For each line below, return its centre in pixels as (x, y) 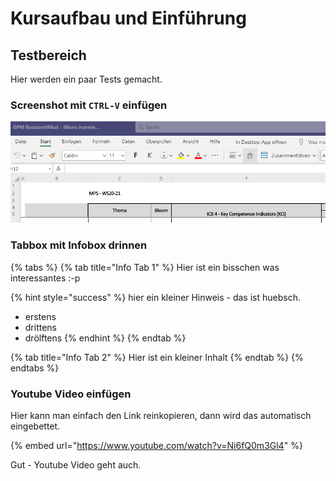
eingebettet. (35, 426)
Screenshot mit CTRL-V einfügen (89, 105)
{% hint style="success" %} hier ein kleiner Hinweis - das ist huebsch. (155, 297)
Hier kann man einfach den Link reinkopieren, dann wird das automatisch (161, 415)
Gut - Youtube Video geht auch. (76, 465)
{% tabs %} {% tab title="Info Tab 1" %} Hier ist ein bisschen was (145, 267)
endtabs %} (35, 368)
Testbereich (48, 55)
